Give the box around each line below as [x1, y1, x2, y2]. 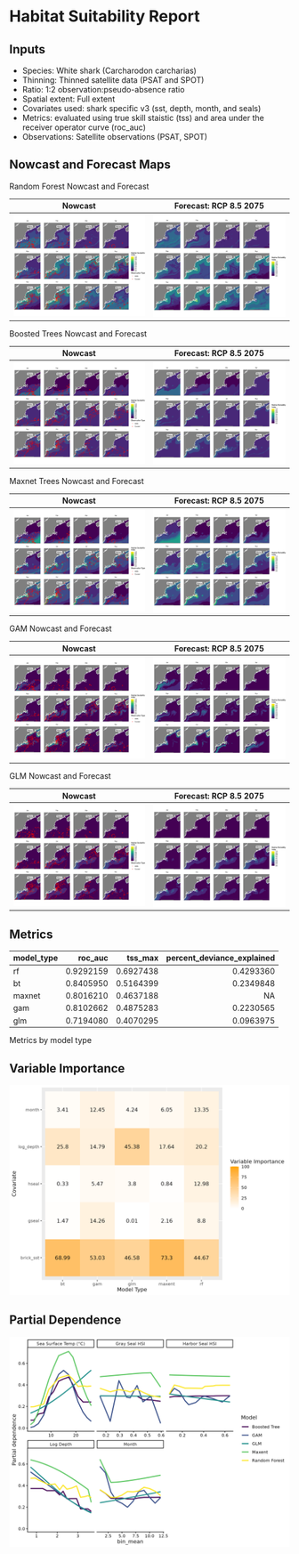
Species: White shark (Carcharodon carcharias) [21, 65, 198, 76]
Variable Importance [9, 1061, 125, 1076]
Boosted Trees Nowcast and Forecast [9, 328, 148, 339]
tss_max [126, 952, 159, 963]
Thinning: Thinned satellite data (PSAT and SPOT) [21, 75, 205, 85]
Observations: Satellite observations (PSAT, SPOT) [21, 132, 207, 142]
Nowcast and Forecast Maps [9, 158, 171, 173]
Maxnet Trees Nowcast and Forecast [9, 475, 144, 486]
